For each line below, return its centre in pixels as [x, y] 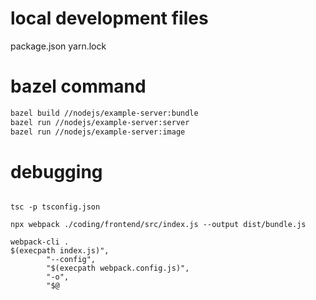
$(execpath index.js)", [60, 251]
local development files [109, 18]
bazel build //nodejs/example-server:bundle [104, 113]
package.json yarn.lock [58, 46]
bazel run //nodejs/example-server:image [98, 132]
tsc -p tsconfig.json [55, 207]
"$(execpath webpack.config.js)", [118, 268]
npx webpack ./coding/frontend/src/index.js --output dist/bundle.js [158, 225]
